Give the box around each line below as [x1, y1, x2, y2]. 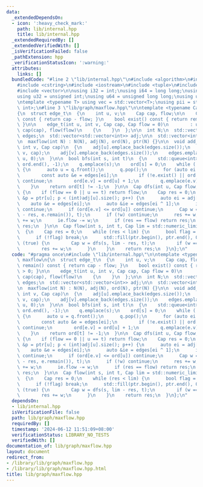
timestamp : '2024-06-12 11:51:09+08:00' [11, 426, 115, 432]
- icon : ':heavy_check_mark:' [11, 20, 88, 26]
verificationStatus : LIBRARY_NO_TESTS [11, 432, 110, 438]
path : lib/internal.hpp [17, 25, 77, 32]
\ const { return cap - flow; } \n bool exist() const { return [17, 116, 188, 122]
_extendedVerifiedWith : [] [11, 43, 80, 49]
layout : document [6, 449, 50, 455]
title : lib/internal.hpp [17, 32, 80, 38]
